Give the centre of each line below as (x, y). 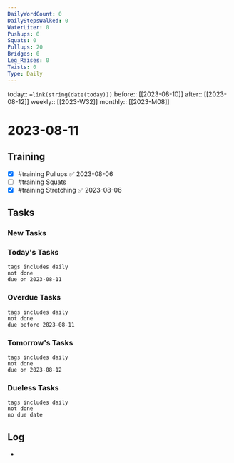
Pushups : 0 (24, 34)
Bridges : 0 (24, 54)
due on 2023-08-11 (35, 280)
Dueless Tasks (33, 387)
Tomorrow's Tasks (40, 342)
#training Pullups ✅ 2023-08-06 (65, 174)
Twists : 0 (22, 67)
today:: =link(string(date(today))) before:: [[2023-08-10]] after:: (105, 94)
